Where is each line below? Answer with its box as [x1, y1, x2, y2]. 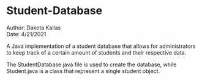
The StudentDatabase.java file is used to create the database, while [6, 61, 177, 68]
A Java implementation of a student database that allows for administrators [6, 42, 196, 50]
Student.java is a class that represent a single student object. [6, 67, 160, 74]
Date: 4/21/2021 [6, 30, 47, 37]
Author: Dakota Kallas [6, 24, 61, 31]
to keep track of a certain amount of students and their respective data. [6, 48, 187, 56]
